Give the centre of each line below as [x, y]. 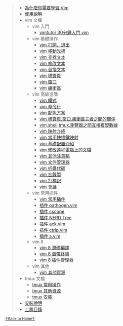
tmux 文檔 [35, 278]
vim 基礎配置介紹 [57, 143]
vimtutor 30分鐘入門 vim [64, 32]
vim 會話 [48, 187]
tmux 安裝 [42, 297]
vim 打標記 [50, 181]
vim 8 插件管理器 [57, 260]
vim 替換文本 [52, 69]
